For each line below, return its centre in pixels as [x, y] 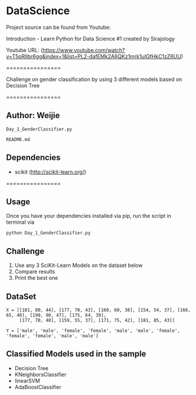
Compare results [35, 272]
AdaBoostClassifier [38, 387]
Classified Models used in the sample [76, 354]
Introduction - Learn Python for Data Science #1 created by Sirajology [91, 38]
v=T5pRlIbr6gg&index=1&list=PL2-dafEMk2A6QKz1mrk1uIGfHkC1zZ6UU [94, 56]
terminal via [20, 222]
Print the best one [36, 278]
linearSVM [27, 381]
